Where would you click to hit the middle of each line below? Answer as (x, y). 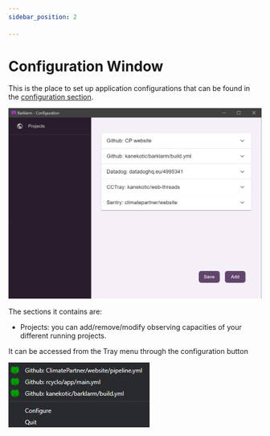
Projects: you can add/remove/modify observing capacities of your (131, 327)
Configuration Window (86, 66)
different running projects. (63, 335)
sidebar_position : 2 (43, 17)
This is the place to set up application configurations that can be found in (129, 88)
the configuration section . (51, 97)
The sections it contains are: (55, 311)
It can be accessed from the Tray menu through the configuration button (129, 351)
